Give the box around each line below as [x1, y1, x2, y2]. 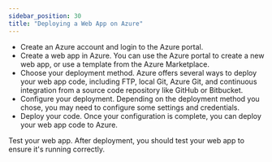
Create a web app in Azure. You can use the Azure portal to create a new [19, 50, 265, 60]
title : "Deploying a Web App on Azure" [8, 20, 144, 28]
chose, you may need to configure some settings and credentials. [19, 103, 240, 112]
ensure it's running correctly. [8, 144, 106, 154]
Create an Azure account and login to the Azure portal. [19, 42, 204, 51]
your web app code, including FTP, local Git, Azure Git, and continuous [19, 77, 257, 86]
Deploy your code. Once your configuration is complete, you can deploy [19, 111, 262, 120]
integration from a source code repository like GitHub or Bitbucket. [19, 85, 244, 94]
